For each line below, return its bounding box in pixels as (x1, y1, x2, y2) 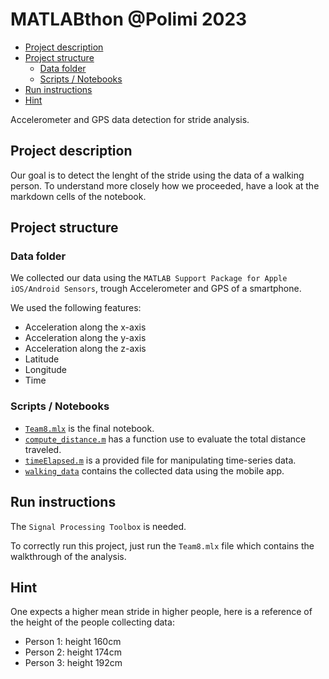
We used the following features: (10, 302, 142, 314)
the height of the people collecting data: (10, 616, 175, 628)
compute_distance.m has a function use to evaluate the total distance (24, 433, 307, 445)
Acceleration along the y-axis (24, 332, 147, 344)
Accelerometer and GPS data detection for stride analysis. (10, 113, 250, 125)
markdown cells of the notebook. (10, 190, 147, 202)
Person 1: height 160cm (24, 636, 122, 648)
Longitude (24, 364, 67, 376)
